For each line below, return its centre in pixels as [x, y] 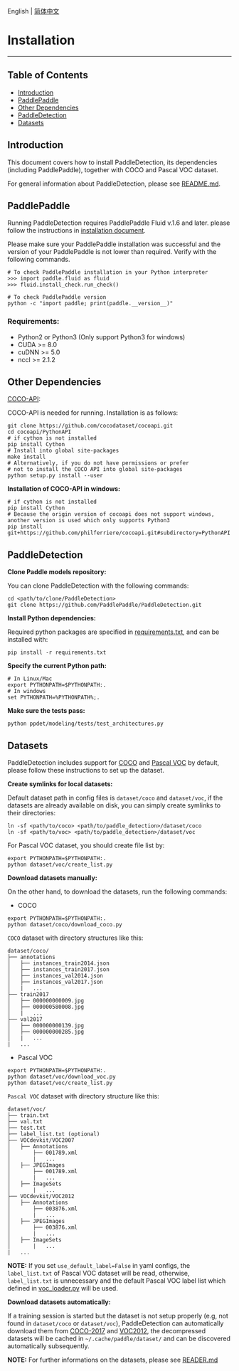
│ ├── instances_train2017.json [59, 970]
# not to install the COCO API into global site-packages [95, 470]
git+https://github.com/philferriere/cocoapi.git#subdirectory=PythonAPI [119, 533]
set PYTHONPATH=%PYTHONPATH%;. [54, 698]
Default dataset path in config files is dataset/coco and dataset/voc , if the [115, 798]
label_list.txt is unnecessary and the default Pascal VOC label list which [117, 1281]
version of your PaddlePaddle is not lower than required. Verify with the [112, 252]
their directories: [32, 813]
